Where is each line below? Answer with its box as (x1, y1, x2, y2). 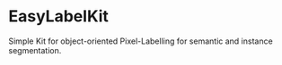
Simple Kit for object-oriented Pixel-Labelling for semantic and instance (8, 36, 273, 46)
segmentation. (8, 45, 62, 55)
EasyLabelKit (8, 6, 110, 27)
